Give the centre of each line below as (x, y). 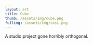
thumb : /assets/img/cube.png (34, 18)
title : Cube (17, 14)
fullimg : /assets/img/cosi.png (36, 23)
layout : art (17, 9)
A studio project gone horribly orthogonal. (47, 36)
